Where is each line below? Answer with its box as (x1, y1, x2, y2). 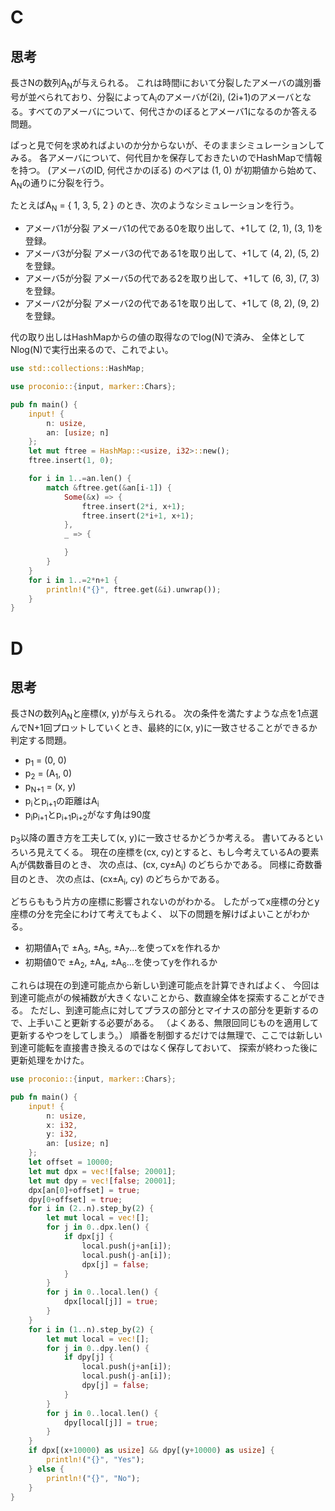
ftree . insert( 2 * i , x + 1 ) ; (81, 501, 186, 511)
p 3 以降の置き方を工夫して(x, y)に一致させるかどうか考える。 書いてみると (10, 832, 315, 846)
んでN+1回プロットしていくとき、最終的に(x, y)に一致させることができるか (10, 722, 318, 734)
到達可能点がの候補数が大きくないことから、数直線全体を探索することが (10, 992, 308, 1004)
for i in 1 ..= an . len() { (28, 474, 132, 484)
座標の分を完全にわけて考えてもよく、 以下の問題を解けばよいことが (10, 908, 293, 920)
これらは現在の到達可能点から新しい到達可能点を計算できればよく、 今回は (10, 979, 320, 991)
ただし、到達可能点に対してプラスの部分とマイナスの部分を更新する (29, 1004, 310, 1016)
